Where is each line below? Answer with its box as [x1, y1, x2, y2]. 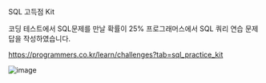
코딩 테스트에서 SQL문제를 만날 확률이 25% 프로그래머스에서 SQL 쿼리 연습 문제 [8, 24, 259, 34]
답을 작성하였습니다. [8, 34, 71, 43]
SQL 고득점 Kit [8, 7, 54, 16]
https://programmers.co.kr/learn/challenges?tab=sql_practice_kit [8, 50, 224, 59]
